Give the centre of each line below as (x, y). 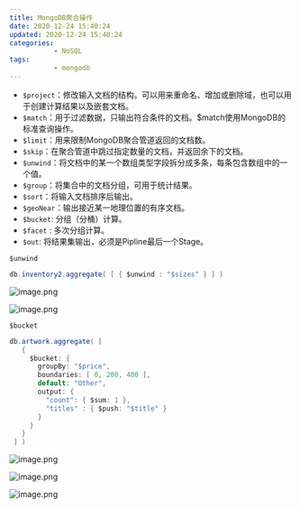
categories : (32, 43)
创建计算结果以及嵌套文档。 (82, 106)
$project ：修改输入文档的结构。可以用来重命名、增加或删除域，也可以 (153, 95)
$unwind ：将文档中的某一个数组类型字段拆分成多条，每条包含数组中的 (151, 162)
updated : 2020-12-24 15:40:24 (66, 34)
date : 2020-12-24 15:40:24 (60, 26)
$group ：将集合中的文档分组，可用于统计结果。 (109, 185)
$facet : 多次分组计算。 (66, 230)
